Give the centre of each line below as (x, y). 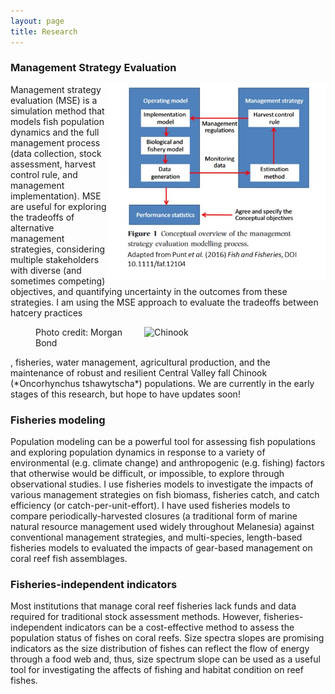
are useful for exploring (58, 206)
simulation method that (57, 111)
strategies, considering (58, 249)
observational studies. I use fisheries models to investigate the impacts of (162, 484)
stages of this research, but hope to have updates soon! (125, 394)
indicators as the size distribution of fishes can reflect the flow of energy (160, 649)
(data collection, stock (56, 153)
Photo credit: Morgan (79, 332)
